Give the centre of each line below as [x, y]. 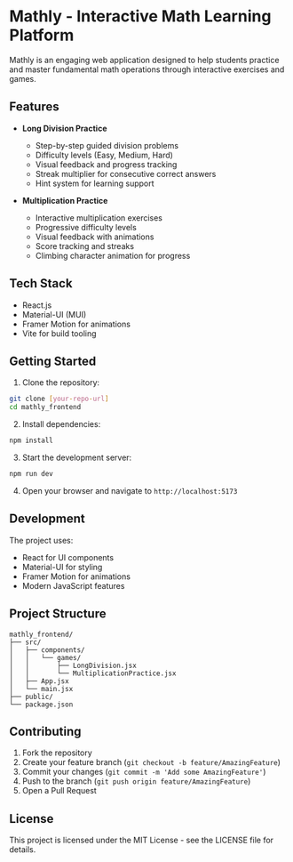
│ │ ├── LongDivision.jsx [73, 665]
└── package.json [41, 705]
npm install [31, 441]
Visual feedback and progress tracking [106, 164]
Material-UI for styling [62, 567]
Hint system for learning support [95, 183]
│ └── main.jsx [41, 689]
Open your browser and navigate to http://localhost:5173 [130, 490]
